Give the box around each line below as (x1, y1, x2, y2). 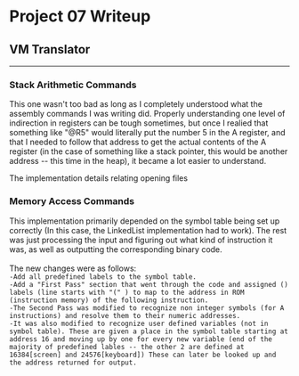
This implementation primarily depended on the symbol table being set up (9, 216, 280, 226)
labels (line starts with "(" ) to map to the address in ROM (9, 288, 245, 297)
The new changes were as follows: (9, 263, 137, 274)
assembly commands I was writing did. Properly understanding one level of (9, 109, 286, 119)
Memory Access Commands (9, 195, 135, 208)
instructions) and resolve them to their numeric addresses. (9, 311, 241, 320)
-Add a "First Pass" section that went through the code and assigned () (9, 280, 289, 289)
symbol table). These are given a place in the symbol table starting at (9, 327, 289, 336)
